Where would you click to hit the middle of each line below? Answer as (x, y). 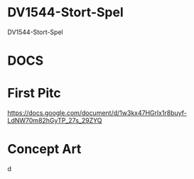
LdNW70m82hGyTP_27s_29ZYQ (55, 121)
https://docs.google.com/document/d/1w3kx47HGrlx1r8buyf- (97, 113)
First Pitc (34, 93)
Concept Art (44, 149)
